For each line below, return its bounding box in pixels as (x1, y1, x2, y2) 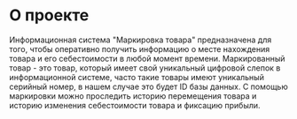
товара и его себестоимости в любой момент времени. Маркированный (9, 53, 285, 63)
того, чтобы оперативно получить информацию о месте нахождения (9, 43, 270, 54)
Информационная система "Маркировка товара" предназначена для (9, 34, 272, 45)
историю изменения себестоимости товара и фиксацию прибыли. (9, 100, 261, 110)
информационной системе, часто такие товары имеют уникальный (9, 71, 264, 82)
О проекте (9, 5, 90, 26)
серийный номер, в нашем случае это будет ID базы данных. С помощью (9, 81, 288, 92)
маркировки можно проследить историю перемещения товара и (9, 90, 257, 101)
